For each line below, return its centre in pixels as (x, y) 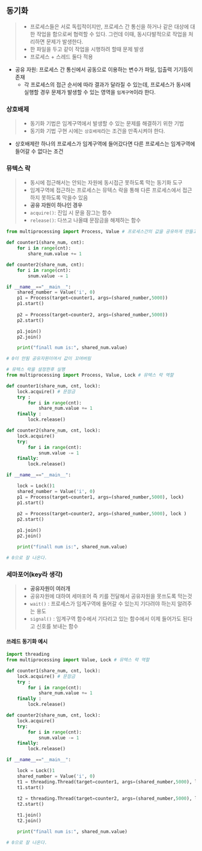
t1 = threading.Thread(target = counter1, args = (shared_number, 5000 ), (105, 782)
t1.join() (29, 815)
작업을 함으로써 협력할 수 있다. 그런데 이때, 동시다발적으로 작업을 (112, 34)
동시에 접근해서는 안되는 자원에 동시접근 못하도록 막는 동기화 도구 (106, 183)
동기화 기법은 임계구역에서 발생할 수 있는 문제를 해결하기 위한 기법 (107, 124)
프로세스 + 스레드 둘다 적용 (61, 57)
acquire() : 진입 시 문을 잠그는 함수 (71, 213)
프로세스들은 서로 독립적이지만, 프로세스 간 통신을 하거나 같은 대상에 (109, 27)
